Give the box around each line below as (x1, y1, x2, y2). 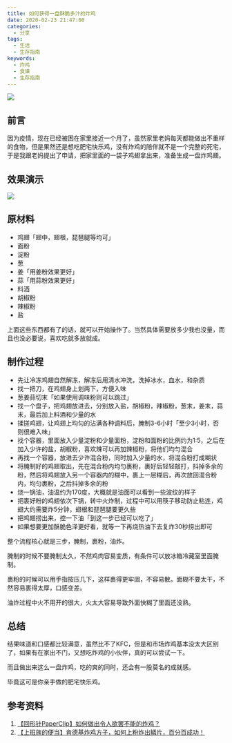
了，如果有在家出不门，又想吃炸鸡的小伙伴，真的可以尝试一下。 (7, 648, 188, 657)
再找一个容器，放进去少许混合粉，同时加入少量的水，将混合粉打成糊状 (17, 453, 217, 462)
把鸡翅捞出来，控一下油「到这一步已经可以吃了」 (17, 513, 157, 522)
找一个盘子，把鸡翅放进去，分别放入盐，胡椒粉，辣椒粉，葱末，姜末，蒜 (17, 402, 223, 410)
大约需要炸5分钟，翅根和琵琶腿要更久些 (23, 505, 137, 513)
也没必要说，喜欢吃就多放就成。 (12, 334, 104, 342)
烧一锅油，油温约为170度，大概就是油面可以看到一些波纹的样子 (17, 488, 197, 496)
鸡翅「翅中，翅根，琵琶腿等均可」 (17, 232, 115, 241)
